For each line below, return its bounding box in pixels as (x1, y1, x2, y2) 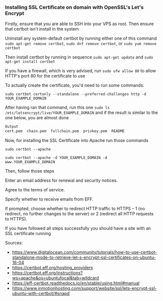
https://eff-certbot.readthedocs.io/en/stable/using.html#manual (12, 280, 140, 286)
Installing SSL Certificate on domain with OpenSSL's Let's (5, 4, 144, 11)
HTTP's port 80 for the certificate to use (5, 73, 86, 79)
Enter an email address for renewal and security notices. (5, 177, 118, 183)
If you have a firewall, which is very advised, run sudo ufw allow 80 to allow (5, 68, 156, 74)
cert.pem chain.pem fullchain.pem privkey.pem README (5, 129, 125, 134)
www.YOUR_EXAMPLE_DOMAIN (5, 159, 55, 165)
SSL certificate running (5, 231, 51, 237)
